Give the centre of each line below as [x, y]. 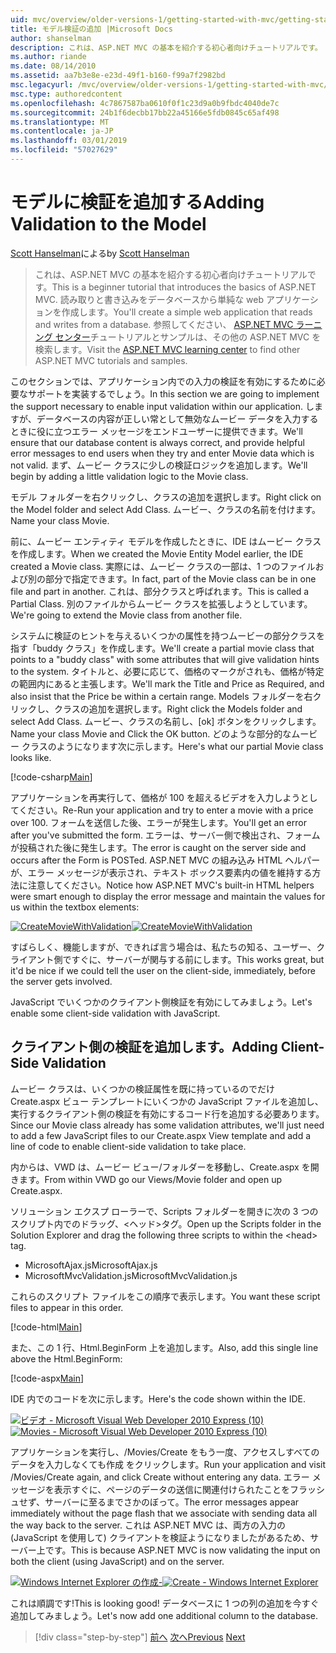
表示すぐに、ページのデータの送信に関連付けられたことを [172, 1489]
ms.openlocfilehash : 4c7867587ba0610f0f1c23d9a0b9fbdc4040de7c [145, 103]
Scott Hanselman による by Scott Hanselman [100, 253]
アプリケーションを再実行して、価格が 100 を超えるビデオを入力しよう [155, 797]
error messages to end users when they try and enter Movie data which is [162, 453]
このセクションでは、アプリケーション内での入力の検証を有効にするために [163, 381]
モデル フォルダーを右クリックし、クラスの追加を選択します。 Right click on [166, 497]
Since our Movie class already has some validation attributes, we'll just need [167, 1125]
